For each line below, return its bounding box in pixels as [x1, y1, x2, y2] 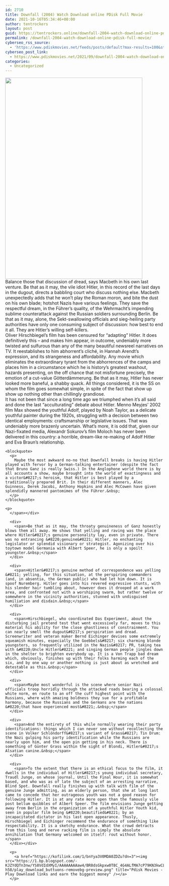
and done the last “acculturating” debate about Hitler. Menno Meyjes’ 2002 [5, 402, 161, 408]
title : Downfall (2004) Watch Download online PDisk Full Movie [5, 12, 143, 17]
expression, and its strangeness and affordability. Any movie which [5, 353, 144, 360]
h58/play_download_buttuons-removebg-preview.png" [5, 867, 114, 872]
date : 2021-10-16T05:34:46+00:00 [5, 17, 75, 22]
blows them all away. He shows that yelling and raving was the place [5, 528, 156, 534]
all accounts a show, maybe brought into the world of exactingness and [5, 471, 161, 476]
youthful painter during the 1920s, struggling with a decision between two [5, 412, 158, 418]
